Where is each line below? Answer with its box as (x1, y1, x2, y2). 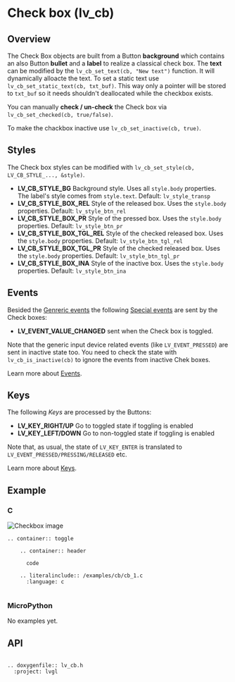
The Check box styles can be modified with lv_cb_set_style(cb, (7, 163, 195, 171)
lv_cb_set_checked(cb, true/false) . (7, 111, 114, 118)
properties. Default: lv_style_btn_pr (17, 221, 123, 230)
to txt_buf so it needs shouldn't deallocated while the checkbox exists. (7, 89, 213, 97)
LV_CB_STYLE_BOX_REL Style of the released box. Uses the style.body (17, 199, 227, 207)
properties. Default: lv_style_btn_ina (17, 266, 127, 275)
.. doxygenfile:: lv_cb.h (7, 662, 83, 669)
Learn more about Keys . (7, 464, 77, 473)
